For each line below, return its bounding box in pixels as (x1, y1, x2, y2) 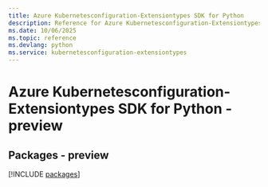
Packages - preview (8, 148, 109, 162)
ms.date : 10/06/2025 (8, 26, 77, 34)
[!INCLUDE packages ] (8, 169, 81, 179)
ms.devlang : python (8, 41, 73, 49)
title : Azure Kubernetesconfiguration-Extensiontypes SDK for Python (8, 11, 245, 20)
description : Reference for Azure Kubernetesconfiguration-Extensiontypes (8, 19, 262, 27)
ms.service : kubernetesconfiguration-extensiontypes (8, 49, 187, 56)
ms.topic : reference (8, 33, 77, 42)
